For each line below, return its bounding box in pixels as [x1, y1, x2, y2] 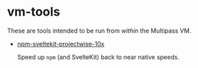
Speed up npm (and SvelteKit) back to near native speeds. [16, 52, 180, 61]
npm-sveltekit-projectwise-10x [16, 39, 104, 48]
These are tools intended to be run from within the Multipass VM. [7, 27, 192, 35]
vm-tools [7, 4, 60, 20]
